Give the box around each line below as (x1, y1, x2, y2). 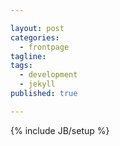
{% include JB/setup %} (10, 124, 110, 136)
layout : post (10, 23, 65, 33)
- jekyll (19, 79, 56, 90)
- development (19, 70, 78, 80)
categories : (10, 32, 60, 43)
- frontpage (19, 42, 70, 52)
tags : (10, 61, 33, 71)
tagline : (10, 51, 47, 61)
